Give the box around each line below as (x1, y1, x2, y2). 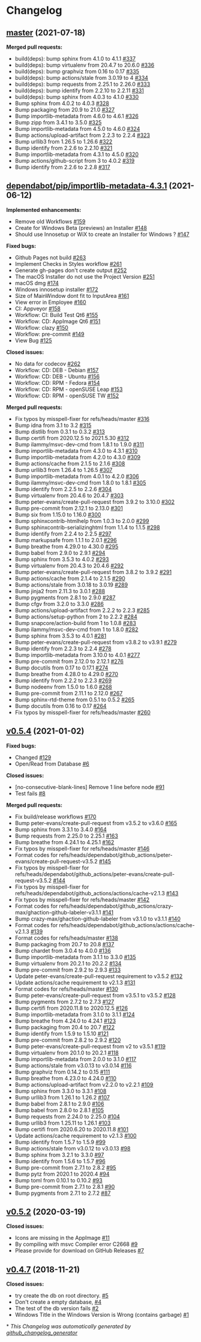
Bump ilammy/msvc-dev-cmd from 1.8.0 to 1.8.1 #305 (14, 479, 146, 486)
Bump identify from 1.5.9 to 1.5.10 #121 (14, 1030, 109, 1037)
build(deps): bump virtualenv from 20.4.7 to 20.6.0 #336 (14, 61, 155, 68)
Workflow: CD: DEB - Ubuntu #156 (14, 373, 100, 380)
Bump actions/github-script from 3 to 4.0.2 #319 (14, 157, 135, 164)
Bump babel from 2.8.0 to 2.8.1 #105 (14, 1106, 104, 1114)
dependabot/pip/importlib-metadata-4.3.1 (6, 181, 167, 191)
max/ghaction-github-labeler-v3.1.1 (14, 908, 101, 916)
